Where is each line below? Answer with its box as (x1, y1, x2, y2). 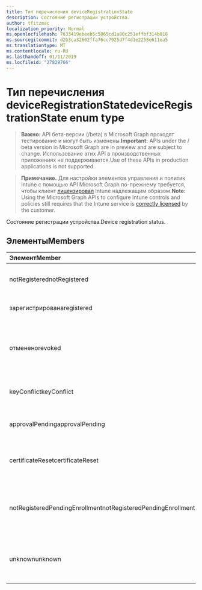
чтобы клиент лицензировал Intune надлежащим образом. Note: (20, 188, 186, 195)
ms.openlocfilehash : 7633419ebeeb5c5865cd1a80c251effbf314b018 (6, 31, 168, 37)
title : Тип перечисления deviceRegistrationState (6, 8, 133, 15)
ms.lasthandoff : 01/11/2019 (6, 54, 77, 60)
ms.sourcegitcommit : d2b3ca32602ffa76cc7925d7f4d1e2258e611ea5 (6, 37, 168, 43)
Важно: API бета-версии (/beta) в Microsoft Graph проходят (20, 131, 174, 138)
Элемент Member (9, 254, 61, 262)
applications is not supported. (20, 163, 95, 170)
